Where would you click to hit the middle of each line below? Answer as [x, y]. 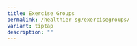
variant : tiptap [30, 26]
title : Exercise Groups [41, 13]
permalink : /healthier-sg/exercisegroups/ [68, 20]
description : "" [30, 32]
